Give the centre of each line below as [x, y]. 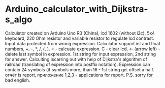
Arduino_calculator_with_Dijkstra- [77, 9]
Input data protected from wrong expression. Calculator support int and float [83, 43]
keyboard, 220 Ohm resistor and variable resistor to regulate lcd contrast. [80, 38]
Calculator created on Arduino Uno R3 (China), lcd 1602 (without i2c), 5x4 [80, 33]
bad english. [18, 80]
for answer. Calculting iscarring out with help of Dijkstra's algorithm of [76, 59]
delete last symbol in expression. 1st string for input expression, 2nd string [81, 54]
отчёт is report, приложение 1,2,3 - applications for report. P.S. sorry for [79, 75]
